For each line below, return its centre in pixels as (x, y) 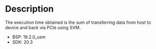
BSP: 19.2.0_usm (29, 37)
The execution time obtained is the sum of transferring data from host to (78, 22)
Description (29, 9)
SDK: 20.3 (22, 42)
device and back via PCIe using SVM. (43, 27)
